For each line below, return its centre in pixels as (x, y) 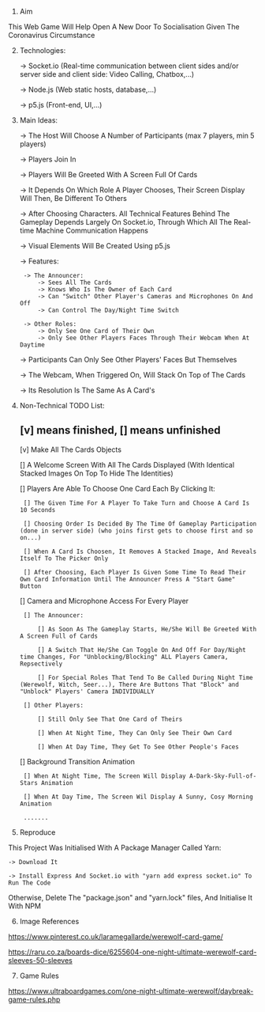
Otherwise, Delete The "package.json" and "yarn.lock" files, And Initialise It (131, 897)
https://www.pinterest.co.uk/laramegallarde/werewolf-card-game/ (116, 936)
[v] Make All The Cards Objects (71, 449)
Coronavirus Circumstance (52, 35)
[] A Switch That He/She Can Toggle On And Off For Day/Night (142, 650)
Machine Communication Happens (92, 230)
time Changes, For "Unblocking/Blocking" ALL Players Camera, (124, 657)
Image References (49, 921)
